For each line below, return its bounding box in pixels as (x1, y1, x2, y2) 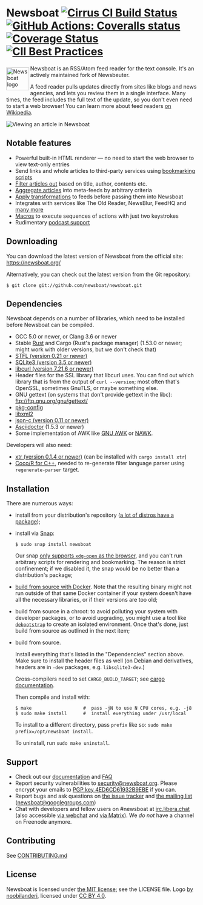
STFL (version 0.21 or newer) (15, 352, 88, 360)
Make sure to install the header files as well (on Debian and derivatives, (15, 657, 193, 664)
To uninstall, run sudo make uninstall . (15, 739, 110, 747)
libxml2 (15, 410, 33, 418)
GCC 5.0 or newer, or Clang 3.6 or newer (15, 333, 117, 340)
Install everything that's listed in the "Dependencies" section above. (15, 651, 185, 658)
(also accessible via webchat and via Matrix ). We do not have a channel (15, 812, 195, 819)
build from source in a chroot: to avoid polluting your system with (15, 608, 178, 615)
